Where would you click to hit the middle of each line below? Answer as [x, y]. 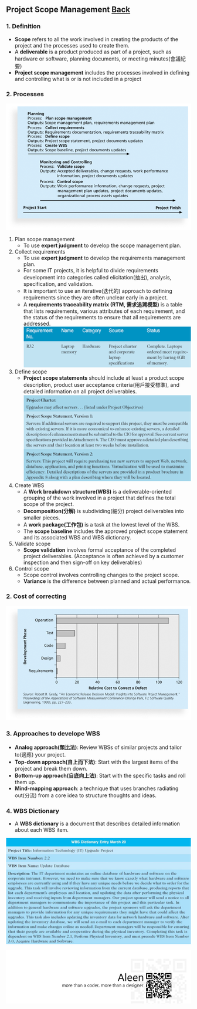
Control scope [32, 569]
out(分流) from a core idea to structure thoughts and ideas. [86, 795]
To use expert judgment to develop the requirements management [104, 258]
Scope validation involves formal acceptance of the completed [100, 550]
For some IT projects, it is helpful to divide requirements [91, 271]
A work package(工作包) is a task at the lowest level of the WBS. [101, 525]
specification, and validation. [58, 284]
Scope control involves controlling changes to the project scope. [101, 575]
